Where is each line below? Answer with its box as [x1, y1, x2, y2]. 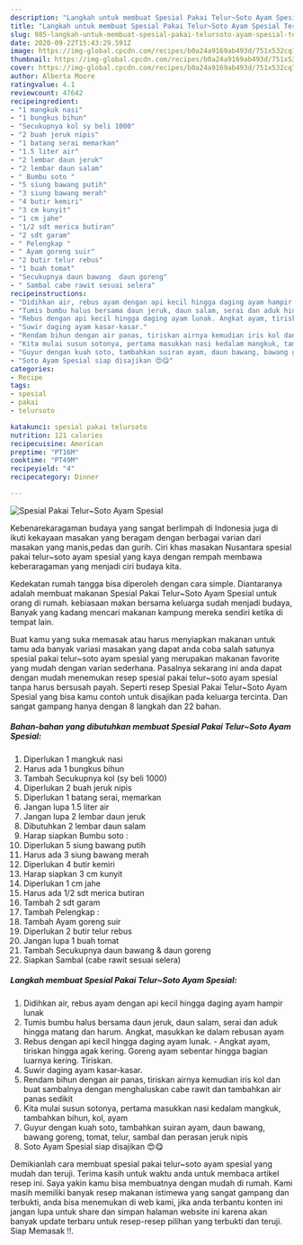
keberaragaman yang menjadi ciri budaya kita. [10, 560, 183, 571]
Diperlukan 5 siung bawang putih [22, 839, 147, 850]
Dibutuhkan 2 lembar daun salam [22, 820, 147, 831]
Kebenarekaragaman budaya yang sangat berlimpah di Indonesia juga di [10, 523, 279, 533]
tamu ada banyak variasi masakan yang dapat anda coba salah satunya [10, 643, 275, 654]
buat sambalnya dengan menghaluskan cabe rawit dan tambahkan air [22, 1083, 281, 1094]
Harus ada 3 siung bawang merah [22, 849, 149, 860]
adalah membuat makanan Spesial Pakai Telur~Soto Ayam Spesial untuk [10, 587, 278, 598]
